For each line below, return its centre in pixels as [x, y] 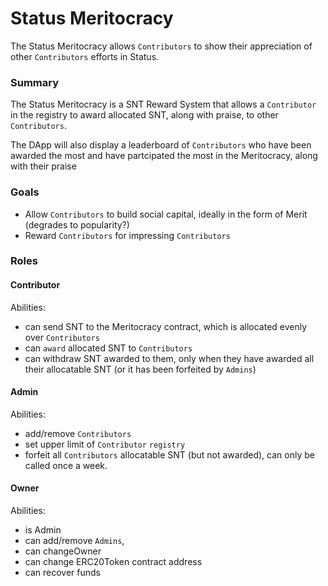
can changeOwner [63, 551]
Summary [35, 82]
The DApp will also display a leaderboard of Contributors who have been [161, 145]
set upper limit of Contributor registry [105, 444]
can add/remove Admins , [74, 541]
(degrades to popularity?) [77, 224]
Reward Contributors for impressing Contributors [127, 235]
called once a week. [66, 465]
